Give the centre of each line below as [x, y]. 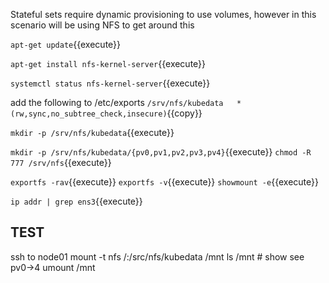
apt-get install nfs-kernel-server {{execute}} [108, 63]
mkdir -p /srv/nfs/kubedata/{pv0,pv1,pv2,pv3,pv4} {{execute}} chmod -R [161, 152]
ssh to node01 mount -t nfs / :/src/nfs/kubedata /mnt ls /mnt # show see [157, 256]
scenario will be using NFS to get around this [102, 25]
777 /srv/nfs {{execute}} [61, 162]
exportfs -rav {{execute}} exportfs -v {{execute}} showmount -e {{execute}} [164, 182]
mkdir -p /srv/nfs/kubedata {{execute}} [92, 132]
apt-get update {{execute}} [66, 44]
